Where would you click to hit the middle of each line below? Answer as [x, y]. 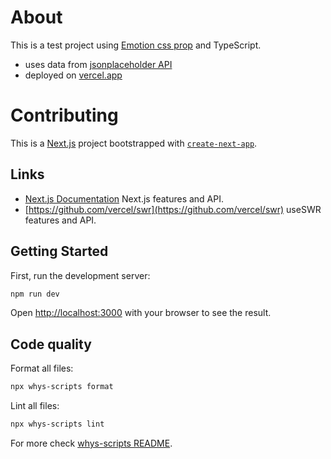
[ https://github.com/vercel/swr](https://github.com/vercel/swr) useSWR [173, 209]
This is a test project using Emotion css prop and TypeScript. [136, 45]
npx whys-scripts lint [57, 424]
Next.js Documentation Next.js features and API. [124, 198]
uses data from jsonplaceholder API [98, 64]
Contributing [64, 115]
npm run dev [35, 294]
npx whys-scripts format [62, 387]
